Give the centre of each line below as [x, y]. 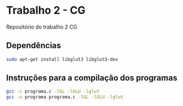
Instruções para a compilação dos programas [92, 78]
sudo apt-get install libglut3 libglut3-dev [62, 59]
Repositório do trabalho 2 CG [42, 27]
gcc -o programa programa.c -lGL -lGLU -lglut [65, 97]
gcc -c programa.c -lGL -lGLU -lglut [53, 92]
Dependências [34, 46]
